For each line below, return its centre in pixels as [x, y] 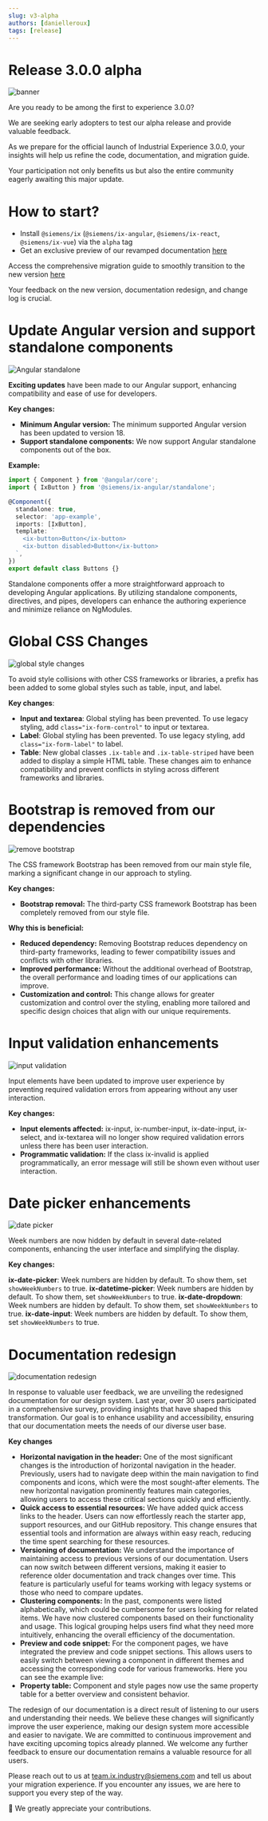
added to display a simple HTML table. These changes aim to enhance [136, 761]
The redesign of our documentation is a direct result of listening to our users [134, 1710]
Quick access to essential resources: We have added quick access [132, 1508]
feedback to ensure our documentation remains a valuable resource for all [130, 1752]
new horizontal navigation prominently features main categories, [126, 1491]
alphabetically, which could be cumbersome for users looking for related [139, 1610]
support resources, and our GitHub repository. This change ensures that [138, 1525]
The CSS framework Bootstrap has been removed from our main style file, [130, 864]
